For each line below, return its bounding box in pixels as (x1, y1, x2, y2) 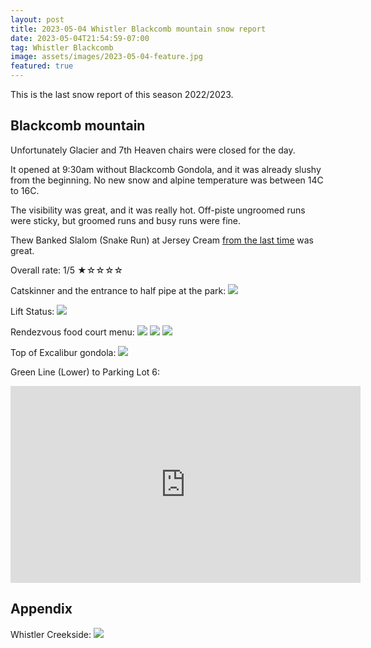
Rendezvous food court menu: (10, 326, 135, 338)
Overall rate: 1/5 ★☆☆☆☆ (10, 264, 124, 276)
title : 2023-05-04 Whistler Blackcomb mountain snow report (10, 24, 267, 34)
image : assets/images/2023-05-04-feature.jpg (10, 52, 203, 62)
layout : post (10, 14, 65, 25)
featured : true (10, 61, 74, 71)
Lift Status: (10, 305, 55, 317)
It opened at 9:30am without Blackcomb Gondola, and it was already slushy (10, 163, 322, 175)
